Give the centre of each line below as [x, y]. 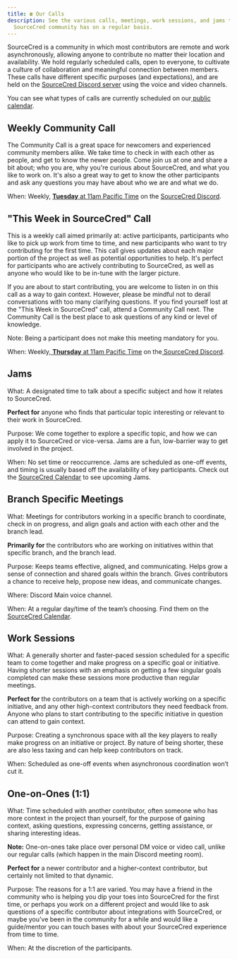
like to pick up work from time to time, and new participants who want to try [117, 243]
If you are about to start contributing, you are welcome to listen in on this [113, 287]
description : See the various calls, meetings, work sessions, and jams [116, 20]
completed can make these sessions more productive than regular [103, 678]
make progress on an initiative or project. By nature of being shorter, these [115, 743]
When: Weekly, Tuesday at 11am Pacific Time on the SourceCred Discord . [115, 196]
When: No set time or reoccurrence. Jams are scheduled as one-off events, [117, 462]
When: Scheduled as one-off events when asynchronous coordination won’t [118, 764]
